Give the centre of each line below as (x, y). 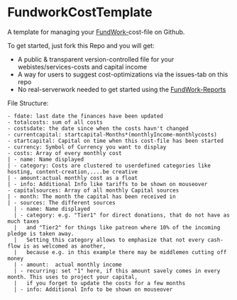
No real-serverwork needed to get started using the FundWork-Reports (122, 89)
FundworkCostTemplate (80, 12)
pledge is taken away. (41, 233)
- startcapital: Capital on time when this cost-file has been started (115, 141)
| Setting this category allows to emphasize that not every (109, 240)
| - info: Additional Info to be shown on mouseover (93, 289)
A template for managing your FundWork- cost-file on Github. (96, 32)
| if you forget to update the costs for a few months (100, 283)
